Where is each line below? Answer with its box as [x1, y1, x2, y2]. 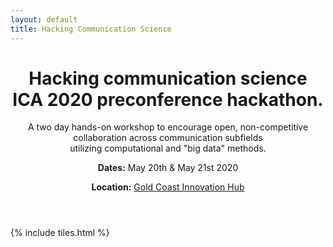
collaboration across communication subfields [73, 132, 263, 144]
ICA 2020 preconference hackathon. [12, 88, 324, 111]
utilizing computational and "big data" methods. [69, 142, 267, 155]
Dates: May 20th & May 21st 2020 [97, 162, 239, 174]
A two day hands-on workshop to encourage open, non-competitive [27, 121, 309, 133]
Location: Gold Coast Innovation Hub [91, 181, 245, 193]
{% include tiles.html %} [10, 227, 110, 239]
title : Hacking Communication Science [10, 24, 172, 34]
